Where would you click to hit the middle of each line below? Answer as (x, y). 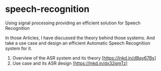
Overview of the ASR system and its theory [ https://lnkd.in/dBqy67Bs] (84, 58)
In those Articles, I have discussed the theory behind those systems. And (80, 38)
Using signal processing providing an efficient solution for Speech (73, 23)
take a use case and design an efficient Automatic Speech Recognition (78, 43)
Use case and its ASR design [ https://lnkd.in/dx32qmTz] (70, 63)
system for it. (19, 48)
